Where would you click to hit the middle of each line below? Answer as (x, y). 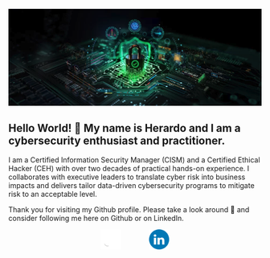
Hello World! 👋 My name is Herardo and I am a (125, 128)
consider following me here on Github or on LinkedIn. (96, 219)
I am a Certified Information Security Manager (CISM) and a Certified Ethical (134, 160)
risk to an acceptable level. (53, 195)
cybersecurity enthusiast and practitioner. (117, 140)
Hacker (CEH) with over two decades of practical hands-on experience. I (129, 169)
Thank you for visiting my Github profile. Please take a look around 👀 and (129, 210)
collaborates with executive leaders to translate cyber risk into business (127, 177)
